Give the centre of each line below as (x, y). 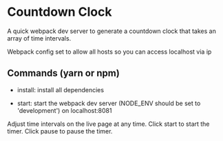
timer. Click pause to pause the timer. (60, 131)
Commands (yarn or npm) (64, 73)
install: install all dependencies (61, 89)
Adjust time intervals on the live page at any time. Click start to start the (108, 124)
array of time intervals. (39, 38)
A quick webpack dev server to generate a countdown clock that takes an (112, 31)
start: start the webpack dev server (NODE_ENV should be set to (109, 103)
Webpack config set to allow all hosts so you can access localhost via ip (109, 52)
